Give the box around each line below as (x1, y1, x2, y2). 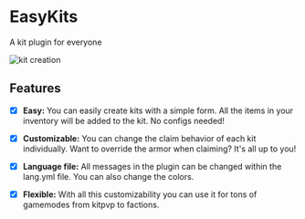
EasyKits (9, 6, 79, 27)
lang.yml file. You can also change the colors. (22, 171, 195, 182)
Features (9, 80, 61, 97)
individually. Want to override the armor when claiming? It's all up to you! (22, 143, 297, 154)
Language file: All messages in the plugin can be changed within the (22, 161, 282, 172)
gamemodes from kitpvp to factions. (22, 199, 160, 210)
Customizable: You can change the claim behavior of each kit (22, 132, 257, 143)
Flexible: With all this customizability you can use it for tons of (22, 189, 258, 200)
